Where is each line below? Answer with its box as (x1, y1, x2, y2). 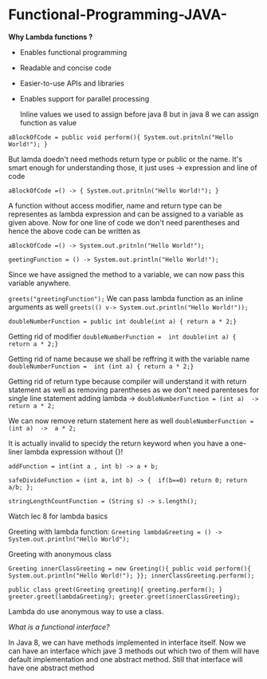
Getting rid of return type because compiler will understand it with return (8, 376, 247, 386)
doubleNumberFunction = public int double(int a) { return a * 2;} (8, 317, 238, 325)
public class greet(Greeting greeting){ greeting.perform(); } (8, 586, 223, 594)
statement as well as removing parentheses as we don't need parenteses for (8, 385, 260, 395)
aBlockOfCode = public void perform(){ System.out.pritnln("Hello (8, 133, 234, 141)
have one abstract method (8, 663, 95, 673)
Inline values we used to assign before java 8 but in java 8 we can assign (19, 109, 259, 119)
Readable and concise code (19, 62, 112, 73)
